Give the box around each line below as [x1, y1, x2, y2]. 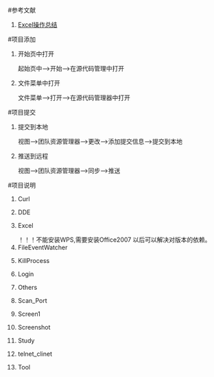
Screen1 [17, 310, 40, 318]
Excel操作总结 [17, 21, 58, 29]
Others [17, 284, 38, 291]
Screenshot [17, 323, 51, 331]
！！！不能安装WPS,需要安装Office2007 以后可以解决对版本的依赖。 [17, 236, 211, 244]
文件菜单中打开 [17, 79, 60, 87]
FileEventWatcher [17, 243, 68, 251]
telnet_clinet [17, 350, 52, 358]
